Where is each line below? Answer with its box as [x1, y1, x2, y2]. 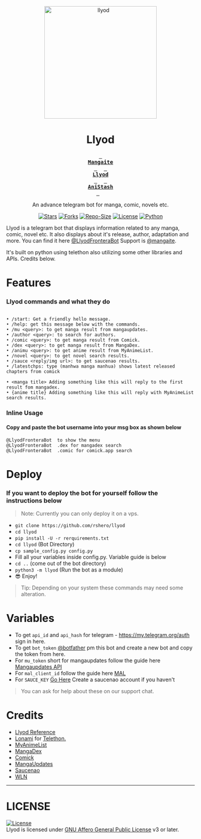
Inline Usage [6, 409, 44, 417]
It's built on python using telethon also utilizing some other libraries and [6, 248, 182, 255]
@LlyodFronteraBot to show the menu [6, 437, 100, 443]
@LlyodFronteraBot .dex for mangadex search [6, 442, 121, 449]
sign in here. [14, 637, 46, 645]
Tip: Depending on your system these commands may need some [20, 584, 184, 591]
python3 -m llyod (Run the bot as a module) [14, 566, 124, 573]
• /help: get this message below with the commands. [6, 321, 141, 327]
